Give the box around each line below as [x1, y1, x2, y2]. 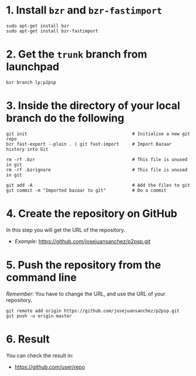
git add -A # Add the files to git [6, 182, 191, 188]
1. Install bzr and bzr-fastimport [6, 4, 163, 17]
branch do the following [6, 112, 124, 125]
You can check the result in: [6, 352, 73, 359]
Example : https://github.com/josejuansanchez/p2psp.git [14, 237, 151, 244]
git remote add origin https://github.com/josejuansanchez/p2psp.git [6, 308, 180, 314]
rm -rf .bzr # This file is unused [6, 156, 188, 162]
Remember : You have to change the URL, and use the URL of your [6, 290, 165, 297]
